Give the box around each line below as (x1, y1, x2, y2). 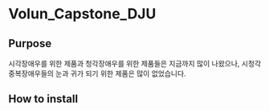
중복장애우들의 (8, 69, 55, 78)
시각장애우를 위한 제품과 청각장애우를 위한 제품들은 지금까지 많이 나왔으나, (8, 59, 240, 68)
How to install (8, 93, 79, 106)
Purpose (8, 37, 52, 50)
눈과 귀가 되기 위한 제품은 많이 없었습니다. (55, 69, 186, 78)
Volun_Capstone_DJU (8, 5, 157, 23)
